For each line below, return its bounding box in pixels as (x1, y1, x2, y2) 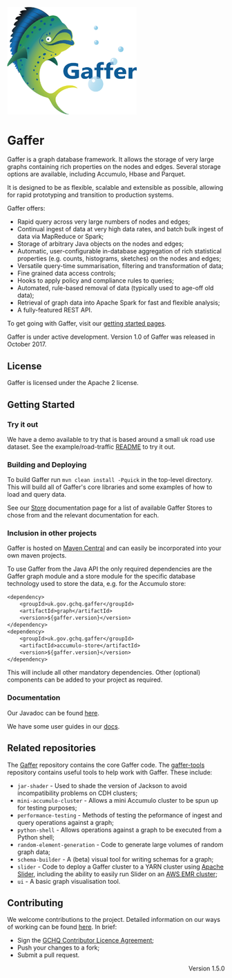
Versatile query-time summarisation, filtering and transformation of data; (17, 262, 224, 270)
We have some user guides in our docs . (7, 722, 120, 730)
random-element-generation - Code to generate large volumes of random (17, 840, 224, 848)
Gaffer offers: (7, 204, 46, 213)
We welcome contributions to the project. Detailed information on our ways (7, 916, 221, 924)
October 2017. (7, 340, 47, 348)
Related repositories (7, 743, 97, 754)
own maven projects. (7, 551, 67, 560)
